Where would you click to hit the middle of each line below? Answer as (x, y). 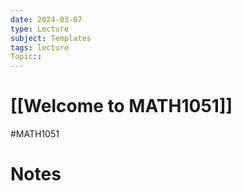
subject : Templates (51, 38)
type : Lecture (40, 29)
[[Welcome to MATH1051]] (121, 106)
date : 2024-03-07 (46, 19)
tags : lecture (40, 47)
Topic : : (26, 57)
